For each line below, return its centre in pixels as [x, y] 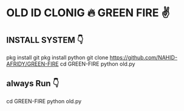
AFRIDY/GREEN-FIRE [32, 64]
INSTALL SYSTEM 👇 [45, 40]
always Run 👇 [33, 84]
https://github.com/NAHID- [144, 57]
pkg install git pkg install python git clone [57, 57]
